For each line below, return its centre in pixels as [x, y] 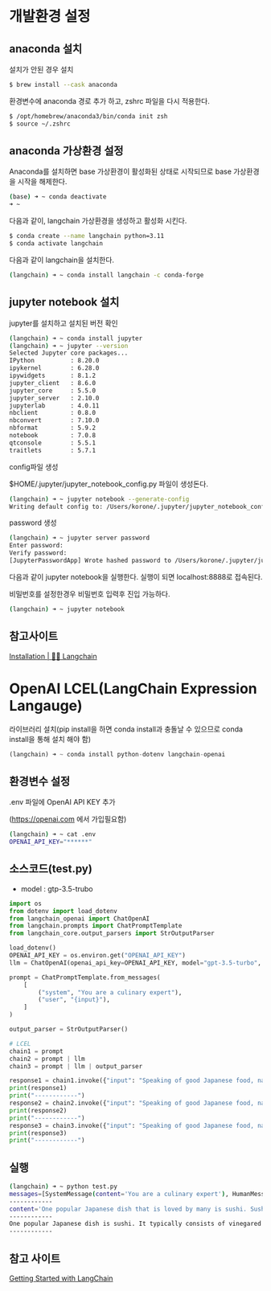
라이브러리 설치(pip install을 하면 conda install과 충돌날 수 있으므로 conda [126, 729]
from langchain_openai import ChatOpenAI [80, 918]
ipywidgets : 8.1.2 [52, 375]
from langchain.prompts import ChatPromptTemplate [96, 926]
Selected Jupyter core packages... [69, 353]
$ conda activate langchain [56, 244]
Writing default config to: [56, 506]
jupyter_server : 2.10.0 [54, 398]
